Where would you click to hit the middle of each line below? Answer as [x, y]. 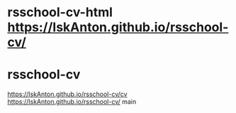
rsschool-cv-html [60, 12]
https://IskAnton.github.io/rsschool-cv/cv [67, 94]
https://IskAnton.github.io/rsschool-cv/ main [72, 102]
